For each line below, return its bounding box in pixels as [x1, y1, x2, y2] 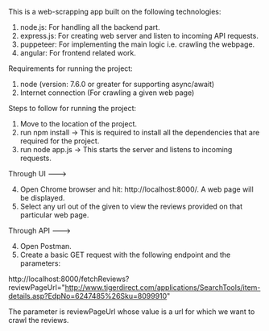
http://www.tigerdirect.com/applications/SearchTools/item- [64, 283, 261, 292]
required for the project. [19, 136, 100, 146]
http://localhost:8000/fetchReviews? [8, 274, 130, 283]
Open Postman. [19, 242, 72, 250]
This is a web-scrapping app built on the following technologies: [8, 7, 221, 16]
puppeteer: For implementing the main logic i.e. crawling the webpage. [19, 39, 255, 49]
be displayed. [19, 193, 65, 202]
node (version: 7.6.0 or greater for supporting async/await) [19, 80, 215, 89]
